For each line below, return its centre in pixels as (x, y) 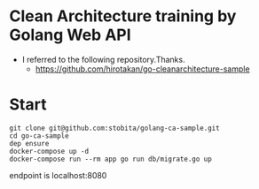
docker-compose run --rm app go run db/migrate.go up (111, 159)
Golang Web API (70, 35)
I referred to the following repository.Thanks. (103, 59)
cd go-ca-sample (39, 136)
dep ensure (29, 143)
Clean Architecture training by (123, 16)
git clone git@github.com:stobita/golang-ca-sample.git (114, 128)
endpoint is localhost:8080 (58, 175)
